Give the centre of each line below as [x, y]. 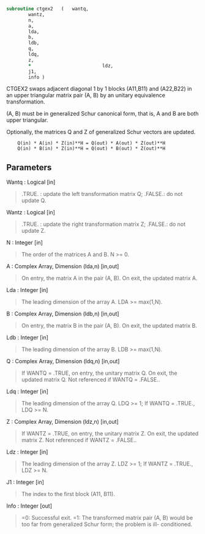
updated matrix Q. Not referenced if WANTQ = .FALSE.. [91, 380]
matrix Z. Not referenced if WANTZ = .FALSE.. [79, 440]
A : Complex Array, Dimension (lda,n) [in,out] [63, 266]
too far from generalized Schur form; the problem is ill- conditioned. [107, 524]
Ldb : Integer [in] [28, 337]
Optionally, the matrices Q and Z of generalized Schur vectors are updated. [101, 132]
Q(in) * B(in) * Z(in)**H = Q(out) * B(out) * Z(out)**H [91, 149]
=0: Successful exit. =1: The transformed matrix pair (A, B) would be [107, 518]
